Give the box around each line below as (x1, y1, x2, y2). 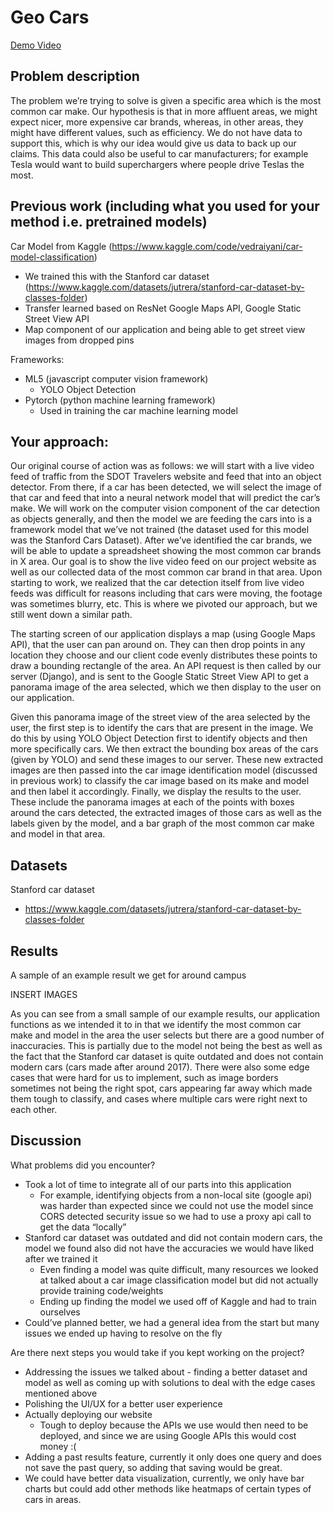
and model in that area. (10, 828, 106, 840)
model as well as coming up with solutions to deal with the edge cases (24, 1376, 316, 1388)
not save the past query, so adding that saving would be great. (24, 1461, 283, 1473)
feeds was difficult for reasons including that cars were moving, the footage (10, 587, 323, 600)
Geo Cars (10, 6, 90, 29)
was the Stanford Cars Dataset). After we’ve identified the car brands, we (10, 534, 313, 546)
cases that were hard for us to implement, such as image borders (10, 1072, 279, 1083)
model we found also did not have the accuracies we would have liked (24, 1242, 315, 1254)
